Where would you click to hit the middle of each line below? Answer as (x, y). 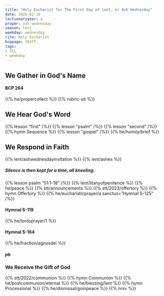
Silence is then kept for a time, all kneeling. (50, 170)
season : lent (18, 28)
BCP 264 (14, 88)
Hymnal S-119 (19, 210)
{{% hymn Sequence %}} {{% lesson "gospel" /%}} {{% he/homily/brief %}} (82, 132)
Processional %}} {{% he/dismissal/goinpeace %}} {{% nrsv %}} (71, 289)
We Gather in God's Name (45, 75)
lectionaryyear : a (24, 19)
